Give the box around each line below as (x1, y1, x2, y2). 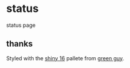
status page (6, 21, 36, 29)
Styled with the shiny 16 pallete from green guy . (6, 54, 125, 61)
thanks (6, 39, 33, 49)
